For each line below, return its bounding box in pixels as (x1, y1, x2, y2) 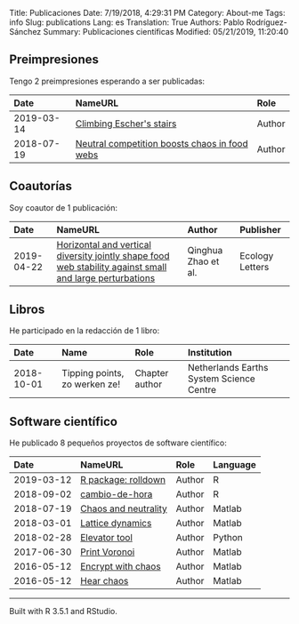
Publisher (239, 223, 282, 236)
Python (213, 532, 243, 544)
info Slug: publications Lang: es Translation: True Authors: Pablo (9, 17, 245, 28)
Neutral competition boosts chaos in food (75, 137, 248, 149)
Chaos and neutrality (79, 502, 167, 515)
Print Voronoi (79, 546, 135, 558)
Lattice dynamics (79, 517, 152, 530)
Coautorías (9, 179, 73, 194)
